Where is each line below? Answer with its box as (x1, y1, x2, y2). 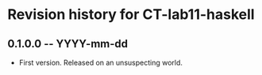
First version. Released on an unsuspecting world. (18, 58, 183, 67)
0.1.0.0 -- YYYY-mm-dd (7, 37, 129, 51)
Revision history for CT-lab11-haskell (7, 6, 255, 24)
